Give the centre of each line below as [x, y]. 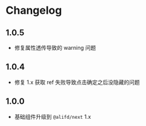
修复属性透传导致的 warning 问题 [55, 48]
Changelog [34, 10]
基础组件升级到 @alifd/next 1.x [52, 116]
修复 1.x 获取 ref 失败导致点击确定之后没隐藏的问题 [77, 82]
